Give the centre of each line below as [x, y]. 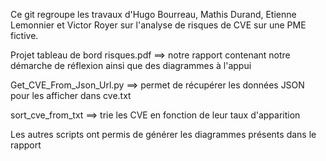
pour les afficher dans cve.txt [71, 95]
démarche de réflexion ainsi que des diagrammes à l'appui [131, 65]
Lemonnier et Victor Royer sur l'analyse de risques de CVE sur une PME [158, 25]
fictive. [24, 35]
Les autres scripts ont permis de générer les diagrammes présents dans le [163, 134]
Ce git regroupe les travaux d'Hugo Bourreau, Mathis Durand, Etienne [153, 14]
